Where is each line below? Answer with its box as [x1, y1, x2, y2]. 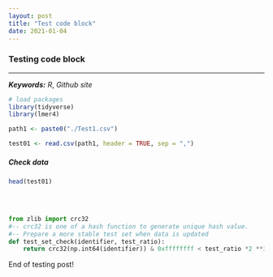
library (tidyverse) [8, 103, 75, 111]
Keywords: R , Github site [8, 79, 93, 89]
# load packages [8, 95, 63, 104]
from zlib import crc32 [8, 215, 89, 223]
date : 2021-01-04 [8, 27, 67, 35]
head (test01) [8, 177, 53, 186]
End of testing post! [8, 260, 75, 270]
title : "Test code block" [8, 19, 96, 28]
